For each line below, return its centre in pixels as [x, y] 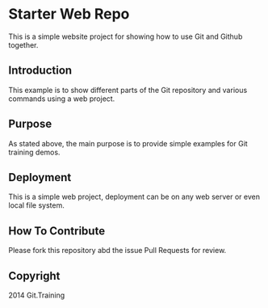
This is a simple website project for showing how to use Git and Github [126, 36]
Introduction [40, 71]
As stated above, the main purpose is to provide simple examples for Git [128, 143]
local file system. [36, 205]
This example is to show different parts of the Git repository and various [128, 90]
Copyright [34, 276]
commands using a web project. [62, 99]
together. [23, 44]
